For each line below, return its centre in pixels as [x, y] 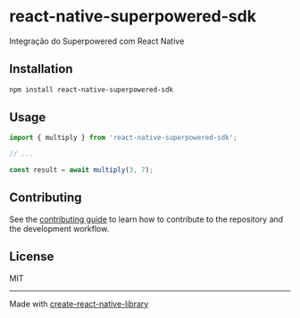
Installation [41, 69]
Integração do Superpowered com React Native [97, 41]
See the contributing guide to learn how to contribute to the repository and [146, 219]
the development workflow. [59, 228]
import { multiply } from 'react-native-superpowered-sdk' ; [124, 138]
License [32, 257]
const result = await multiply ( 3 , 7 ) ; [81, 170]
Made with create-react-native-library [79, 304]
